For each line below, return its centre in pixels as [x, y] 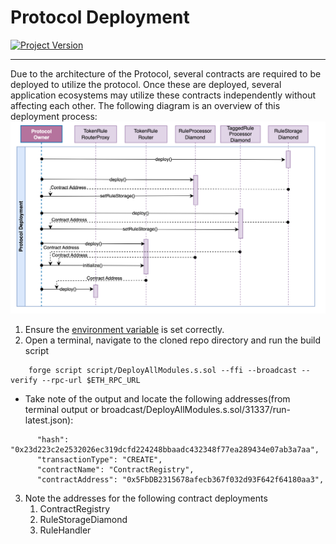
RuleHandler [65, 530]
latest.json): [49, 420]
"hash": [53, 439]
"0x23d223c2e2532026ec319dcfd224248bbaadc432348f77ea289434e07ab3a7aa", [165, 449]
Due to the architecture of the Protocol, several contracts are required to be [166, 73]
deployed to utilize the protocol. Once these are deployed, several [146, 84]
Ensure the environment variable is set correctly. [124, 329]
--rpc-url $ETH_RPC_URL [91, 380]
